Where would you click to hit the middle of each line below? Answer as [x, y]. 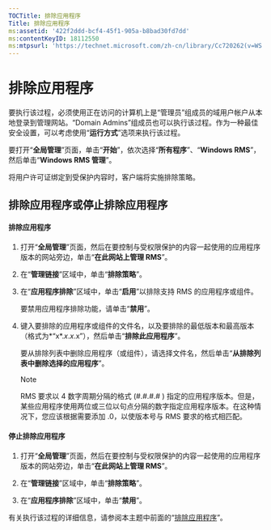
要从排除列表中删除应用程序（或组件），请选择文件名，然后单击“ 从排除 [137, 353]
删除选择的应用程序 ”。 [72, 363]
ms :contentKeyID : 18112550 [54, 38]
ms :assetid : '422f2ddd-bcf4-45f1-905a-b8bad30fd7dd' [99, 31]
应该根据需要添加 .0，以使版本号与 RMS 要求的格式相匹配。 [147, 416]
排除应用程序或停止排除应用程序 [88, 205]
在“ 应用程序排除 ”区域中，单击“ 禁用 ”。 [83, 500]
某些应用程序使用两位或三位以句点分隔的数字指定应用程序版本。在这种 [137, 406]
